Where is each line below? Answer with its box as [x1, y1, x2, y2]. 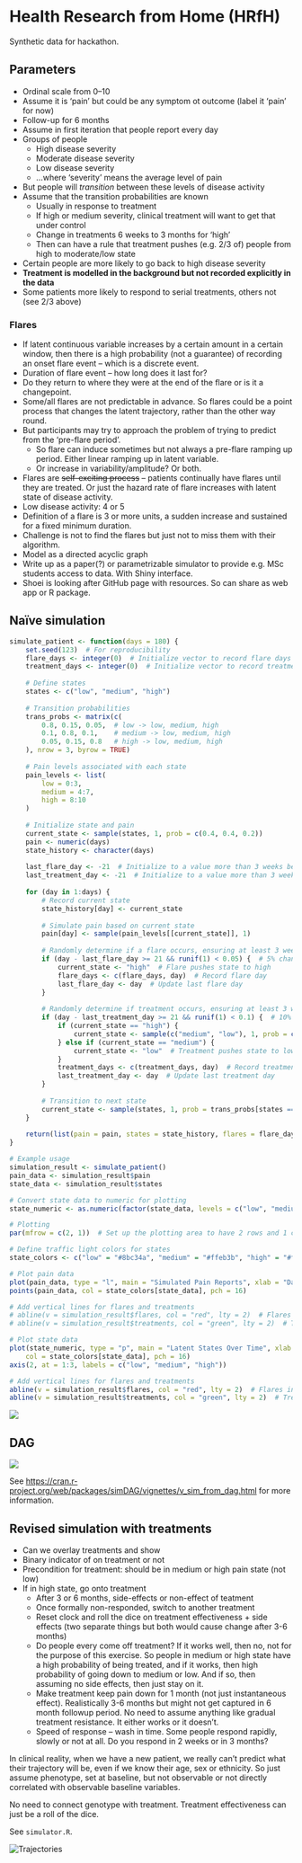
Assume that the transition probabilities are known [22, 191, 209, 201]
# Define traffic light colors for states [9, 1245, 171, 1255]
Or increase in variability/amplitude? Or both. [35, 463, 202, 474]
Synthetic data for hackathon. [9, 36, 120, 47]
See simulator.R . [9, 1826, 74, 1837]
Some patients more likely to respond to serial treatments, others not [22, 286, 277, 297]
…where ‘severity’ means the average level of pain [35, 172, 223, 182]
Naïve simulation [9, 613, 106, 628]
